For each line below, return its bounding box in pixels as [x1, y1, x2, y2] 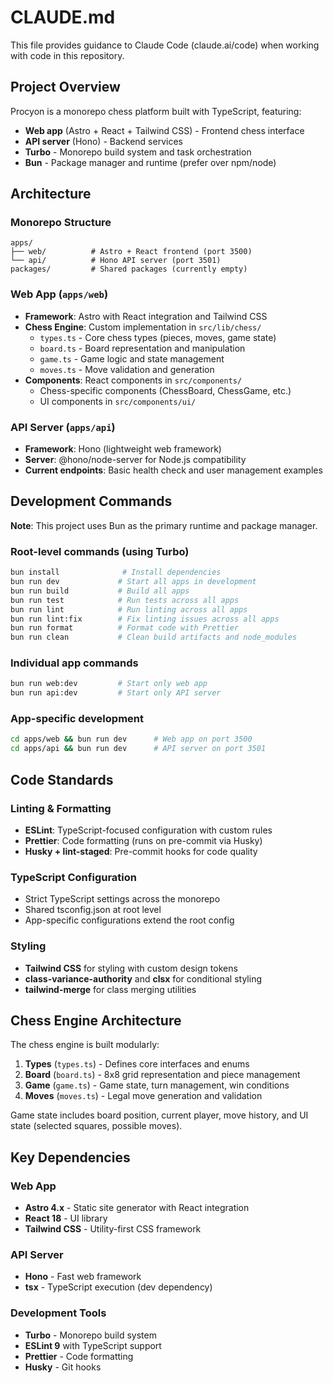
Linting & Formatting [10, 801, 112, 815]
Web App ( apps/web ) [10, 287, 109, 301]
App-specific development [10, 712, 144, 726]
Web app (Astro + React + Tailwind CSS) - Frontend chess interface [24, 124, 305, 136]
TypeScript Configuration [10, 870, 137, 884]
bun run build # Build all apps [10, 586, 190, 596]
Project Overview [10, 79, 121, 96]
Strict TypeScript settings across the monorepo [24, 893, 221, 905]
